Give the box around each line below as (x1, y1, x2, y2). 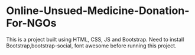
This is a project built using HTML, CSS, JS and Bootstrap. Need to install (6, 36, 184, 43)
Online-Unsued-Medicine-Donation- (6, 4, 190, 18)
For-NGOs (6, 16, 57, 30)
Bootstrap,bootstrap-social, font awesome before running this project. (6, 42, 177, 49)
